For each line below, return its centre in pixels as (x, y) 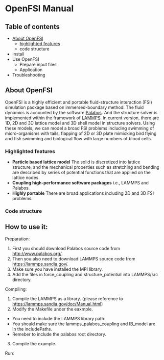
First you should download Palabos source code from (66, 248)
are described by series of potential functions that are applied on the (81, 173)
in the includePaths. (32, 329)
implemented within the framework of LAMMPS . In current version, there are (82, 118)
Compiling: (16, 289)
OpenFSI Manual (39, 9)
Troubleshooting (29, 75)
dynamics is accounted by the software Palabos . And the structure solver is (81, 112)
